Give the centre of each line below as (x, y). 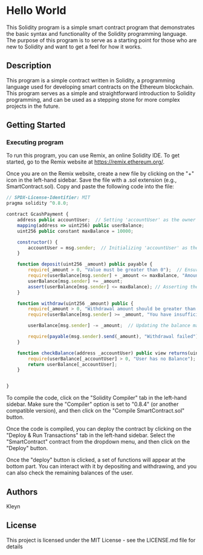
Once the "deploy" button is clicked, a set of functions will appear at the (96, 460)
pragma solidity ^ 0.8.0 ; (37, 204)
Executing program (35, 142)
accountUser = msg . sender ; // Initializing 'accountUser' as (108, 248)
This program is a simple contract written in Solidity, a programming (91, 80)
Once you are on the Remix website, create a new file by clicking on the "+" (100, 174)
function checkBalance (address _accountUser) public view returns (102, 353)
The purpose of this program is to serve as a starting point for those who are (101, 40)
